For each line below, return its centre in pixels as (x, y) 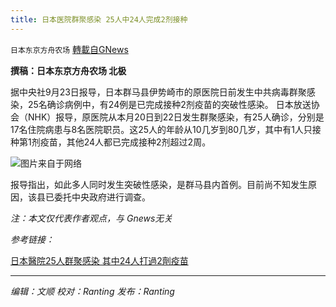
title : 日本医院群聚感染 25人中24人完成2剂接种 (99, 19)
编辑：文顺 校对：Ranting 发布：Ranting (92, 291)
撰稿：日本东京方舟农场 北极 (68, 70)
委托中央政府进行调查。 (102, 197)
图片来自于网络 (51, 163)
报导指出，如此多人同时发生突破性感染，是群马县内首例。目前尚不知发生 (159, 184)
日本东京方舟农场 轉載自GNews (69, 49)
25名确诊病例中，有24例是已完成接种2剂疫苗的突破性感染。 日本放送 (169, 104)
